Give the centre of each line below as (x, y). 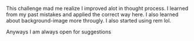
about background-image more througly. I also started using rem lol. (89, 20)
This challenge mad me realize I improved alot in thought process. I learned (97, 8)
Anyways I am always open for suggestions (59, 32)
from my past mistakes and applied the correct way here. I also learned (92, 14)
